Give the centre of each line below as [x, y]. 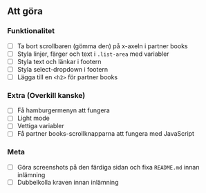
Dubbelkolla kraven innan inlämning [68, 182]
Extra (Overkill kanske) [46, 95]
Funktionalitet [31, 31]
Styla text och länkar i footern [59, 61]
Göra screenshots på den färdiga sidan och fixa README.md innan [108, 167]
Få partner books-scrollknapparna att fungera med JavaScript [106, 134]
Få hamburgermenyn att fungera [64, 110]
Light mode [33, 118]
